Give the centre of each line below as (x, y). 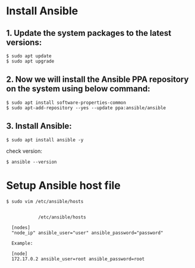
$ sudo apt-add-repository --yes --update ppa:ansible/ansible (86, 108)
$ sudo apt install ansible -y (45, 140)
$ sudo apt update (29, 56)
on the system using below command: (78, 89)
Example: (22, 243)
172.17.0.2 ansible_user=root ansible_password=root (78, 259)
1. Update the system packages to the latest (89, 33)
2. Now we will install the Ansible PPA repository (97, 80)
